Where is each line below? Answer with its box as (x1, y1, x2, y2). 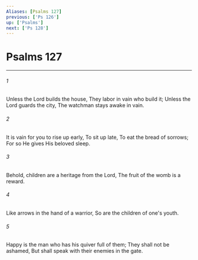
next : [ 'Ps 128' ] (6, 25, 49, 31)
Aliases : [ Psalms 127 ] (6, 8, 62, 15)
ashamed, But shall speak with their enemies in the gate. (6, 248, 143, 255)
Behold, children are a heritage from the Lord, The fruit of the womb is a (6, 171, 181, 178)
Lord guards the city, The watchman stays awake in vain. (6, 102, 144, 109)
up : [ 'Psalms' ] (6, 19, 44, 25)
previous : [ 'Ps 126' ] (6, 14, 60, 20)
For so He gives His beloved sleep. (6, 139, 90, 147)
